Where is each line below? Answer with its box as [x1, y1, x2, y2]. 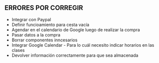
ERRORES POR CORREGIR [4, 4, 83, 12]
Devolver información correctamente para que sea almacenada [11, 52, 139, 58]
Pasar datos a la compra [11, 32, 61, 38]
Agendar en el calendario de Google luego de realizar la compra [11, 26, 141, 33]
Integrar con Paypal [11, 16, 52, 22]
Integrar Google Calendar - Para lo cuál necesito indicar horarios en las [11, 42, 154, 48]
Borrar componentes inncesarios [11, 37, 78, 43]
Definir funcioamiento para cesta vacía [11, 22, 89, 27]
